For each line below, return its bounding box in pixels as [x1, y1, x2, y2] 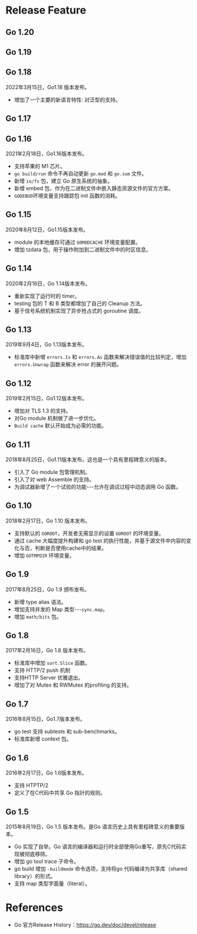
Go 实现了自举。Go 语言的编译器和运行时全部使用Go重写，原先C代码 [14, 842, 182, 850]
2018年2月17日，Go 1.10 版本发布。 [5, 517, 91, 524]
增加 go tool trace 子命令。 [14, 857, 80, 865]
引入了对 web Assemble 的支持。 [14, 476, 95, 483]
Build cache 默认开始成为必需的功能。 [14, 422, 107, 429]
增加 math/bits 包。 [14, 613, 63, 620]
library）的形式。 [14, 872, 56, 880]
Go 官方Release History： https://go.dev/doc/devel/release [14, 921, 157, 928]
